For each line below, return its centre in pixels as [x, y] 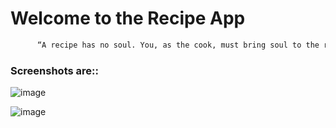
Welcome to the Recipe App [128, 18]
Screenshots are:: [54, 70]
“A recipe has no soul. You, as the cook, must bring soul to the [178, 45]
